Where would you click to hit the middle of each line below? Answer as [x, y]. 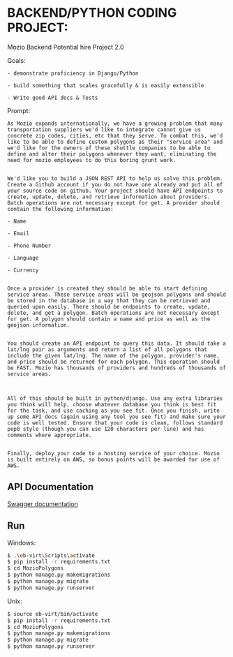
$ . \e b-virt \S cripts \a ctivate [51, 555]
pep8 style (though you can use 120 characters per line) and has [106, 429]
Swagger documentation [43, 503]
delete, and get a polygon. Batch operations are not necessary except [113, 313]
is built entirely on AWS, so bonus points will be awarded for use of [113, 459]
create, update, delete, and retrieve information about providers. [109, 197]
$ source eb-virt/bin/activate [53, 614]
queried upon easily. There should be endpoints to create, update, [109, 307]
